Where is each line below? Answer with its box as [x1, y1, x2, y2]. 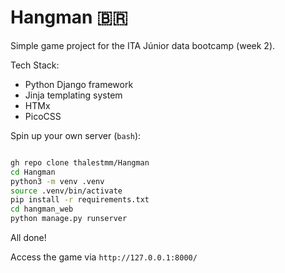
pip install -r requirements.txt [10, 195, 150, 205]
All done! [10, 232, 47, 244]
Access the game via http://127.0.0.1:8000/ [10, 251, 198, 263]
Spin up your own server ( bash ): [10, 129, 142, 141]
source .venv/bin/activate [10, 186, 123, 196]
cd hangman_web [10, 204, 74, 215]
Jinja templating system [24, 89, 123, 101]
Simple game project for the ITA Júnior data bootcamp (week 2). [10, 39, 276, 51]
